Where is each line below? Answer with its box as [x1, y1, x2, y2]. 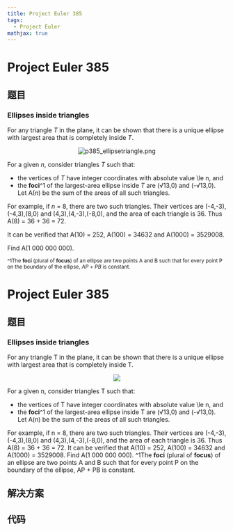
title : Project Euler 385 [7, 10, 82, 17]
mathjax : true [7, 29, 49, 37]
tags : [7, 17, 23, 24]
